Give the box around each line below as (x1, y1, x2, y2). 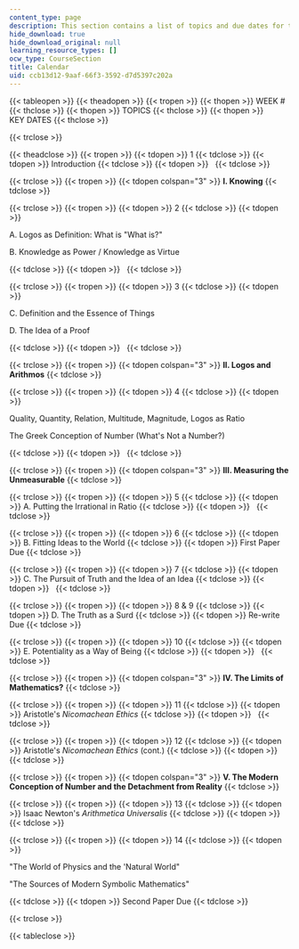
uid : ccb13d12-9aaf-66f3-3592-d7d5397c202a (9, 71, 174, 80)
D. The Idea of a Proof (9, 324, 91, 335)
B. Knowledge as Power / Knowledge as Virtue (9, 246, 180, 257)
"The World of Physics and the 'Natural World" (9, 861, 181, 871)
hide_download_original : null (9, 37, 122, 47)
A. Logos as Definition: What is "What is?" (9, 229, 163, 240)
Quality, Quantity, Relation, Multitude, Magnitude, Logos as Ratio (9, 413, 246, 423)
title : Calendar (9, 63, 69, 72)
